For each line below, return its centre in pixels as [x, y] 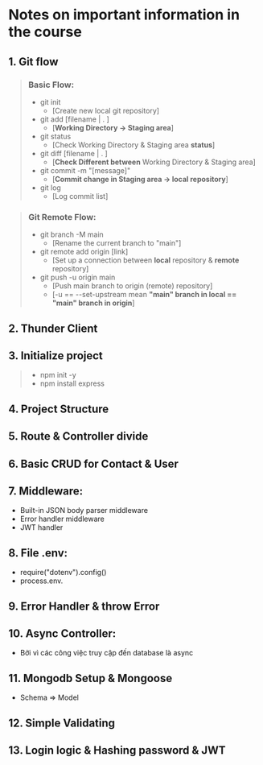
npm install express [72, 383]
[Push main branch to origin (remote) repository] [132, 286]
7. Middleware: [46, 491]
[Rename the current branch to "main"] [117, 243]
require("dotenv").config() [63, 573]
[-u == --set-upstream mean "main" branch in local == [144, 295]
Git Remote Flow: [62, 217]
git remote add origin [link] [84, 252]
